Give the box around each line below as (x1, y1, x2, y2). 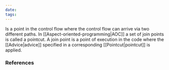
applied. (5, 47, 22, 53)
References (5, 59, 34, 66)
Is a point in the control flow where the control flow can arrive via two (5, 25, 150, 31)
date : (5, 7, 17, 12)
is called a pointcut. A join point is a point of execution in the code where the (5, 36, 164, 42)
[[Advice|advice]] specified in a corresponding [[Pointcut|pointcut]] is (5, 41, 150, 47)
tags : (5, 12, 17, 17)
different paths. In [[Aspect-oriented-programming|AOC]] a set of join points (5, 31, 164, 37)
